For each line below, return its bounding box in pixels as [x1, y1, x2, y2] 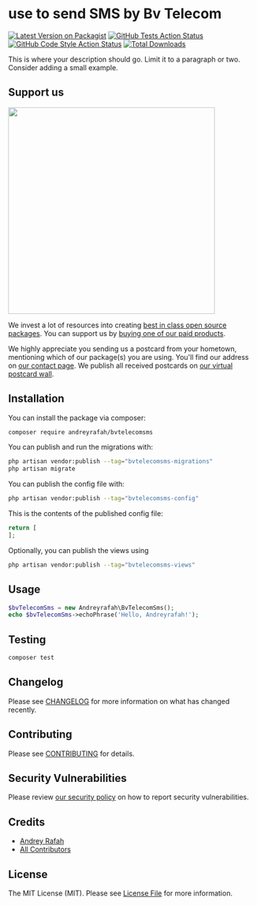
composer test [8, 654, 55, 662]
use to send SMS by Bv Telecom [8, 5, 222, 23]
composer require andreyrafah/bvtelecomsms [8, 428, 154, 436]
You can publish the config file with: [8, 479, 125, 489]
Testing [8, 633, 47, 646]
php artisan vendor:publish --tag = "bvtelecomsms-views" [8, 561, 196, 569]
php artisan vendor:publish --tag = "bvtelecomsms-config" [8, 495, 199, 503]
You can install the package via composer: [8, 413, 146, 422]
